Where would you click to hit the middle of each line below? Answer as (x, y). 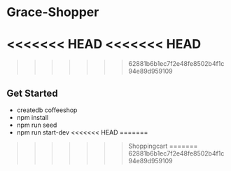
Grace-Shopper (53, 12)
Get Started (32, 93)
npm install (33, 117)
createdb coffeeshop (47, 110)
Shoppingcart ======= (163, 146)
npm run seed (37, 125)
